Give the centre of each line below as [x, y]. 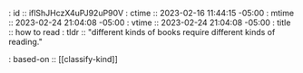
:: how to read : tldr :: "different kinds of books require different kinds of [142, 32]
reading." [25, 41]
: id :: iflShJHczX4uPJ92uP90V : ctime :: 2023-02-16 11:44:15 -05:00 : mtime [151, 13]
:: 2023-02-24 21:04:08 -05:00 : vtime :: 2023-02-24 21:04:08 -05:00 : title [150, 23]
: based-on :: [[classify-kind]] [64, 59]
